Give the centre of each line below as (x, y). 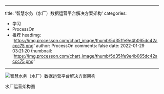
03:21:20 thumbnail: (32, 51)
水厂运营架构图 (20, 86)
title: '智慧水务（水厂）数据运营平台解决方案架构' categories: (66, 13)
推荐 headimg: (27, 35)
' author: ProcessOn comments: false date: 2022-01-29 (89, 46)
